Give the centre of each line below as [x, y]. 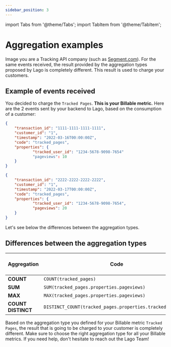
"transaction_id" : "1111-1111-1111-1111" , [60, 128]
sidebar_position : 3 [27, 10]
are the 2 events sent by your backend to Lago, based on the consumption [83, 109]
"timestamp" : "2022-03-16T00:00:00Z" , [55, 138]
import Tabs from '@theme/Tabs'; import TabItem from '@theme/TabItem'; [83, 24]
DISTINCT [20, 310]
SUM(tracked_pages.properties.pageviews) [95, 287]
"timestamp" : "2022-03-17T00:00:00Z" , [55, 189]
